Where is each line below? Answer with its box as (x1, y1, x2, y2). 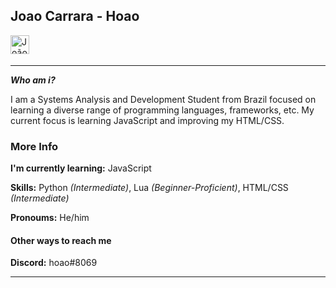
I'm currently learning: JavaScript (10, 162, 152, 174)
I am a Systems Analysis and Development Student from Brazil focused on (10, 93, 317, 105)
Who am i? (10, 74, 56, 86)
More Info (10, 139, 59, 153)
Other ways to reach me (10, 234, 112, 246)
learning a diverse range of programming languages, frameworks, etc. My (10, 104, 315, 116)
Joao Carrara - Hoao (10, 8, 140, 25)
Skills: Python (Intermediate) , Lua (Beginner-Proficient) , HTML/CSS (10, 182, 289, 194)
